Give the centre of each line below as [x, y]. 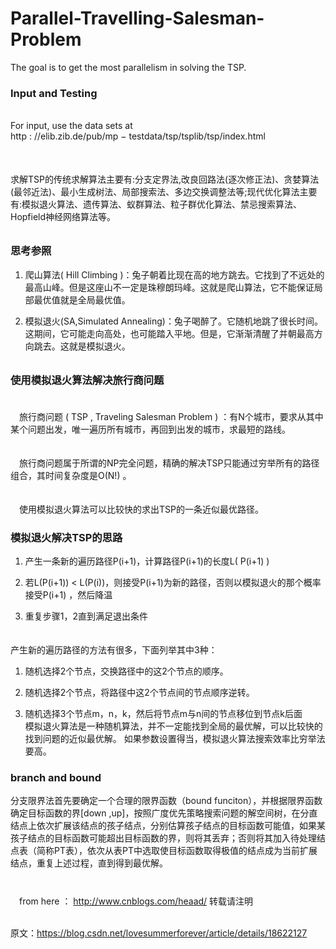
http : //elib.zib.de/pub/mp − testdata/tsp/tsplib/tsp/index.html [138, 136]
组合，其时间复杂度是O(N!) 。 [71, 475]
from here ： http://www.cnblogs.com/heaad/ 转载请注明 [136, 901]
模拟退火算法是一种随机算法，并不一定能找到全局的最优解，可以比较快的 [173, 726]
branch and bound [56, 778]
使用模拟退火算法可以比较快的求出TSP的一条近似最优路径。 [141, 509]
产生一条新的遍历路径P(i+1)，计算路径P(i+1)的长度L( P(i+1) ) [147, 561]
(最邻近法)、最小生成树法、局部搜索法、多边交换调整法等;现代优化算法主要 [164, 191]
